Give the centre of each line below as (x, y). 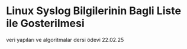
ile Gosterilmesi (45, 23)
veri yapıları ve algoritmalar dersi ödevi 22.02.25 (65, 40)
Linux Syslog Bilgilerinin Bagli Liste (94, 11)
